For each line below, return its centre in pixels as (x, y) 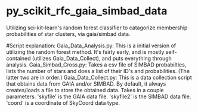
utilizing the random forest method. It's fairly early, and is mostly (85, 52)
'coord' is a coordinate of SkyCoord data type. (63, 102)
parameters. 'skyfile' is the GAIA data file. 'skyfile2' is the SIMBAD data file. (99, 96)
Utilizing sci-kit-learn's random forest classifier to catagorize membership (97, 28)
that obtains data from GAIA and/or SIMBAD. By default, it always (86, 84)
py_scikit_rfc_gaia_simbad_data (87, 11)
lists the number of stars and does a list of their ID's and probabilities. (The (98, 71)
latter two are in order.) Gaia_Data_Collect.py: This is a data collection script (99, 77)
